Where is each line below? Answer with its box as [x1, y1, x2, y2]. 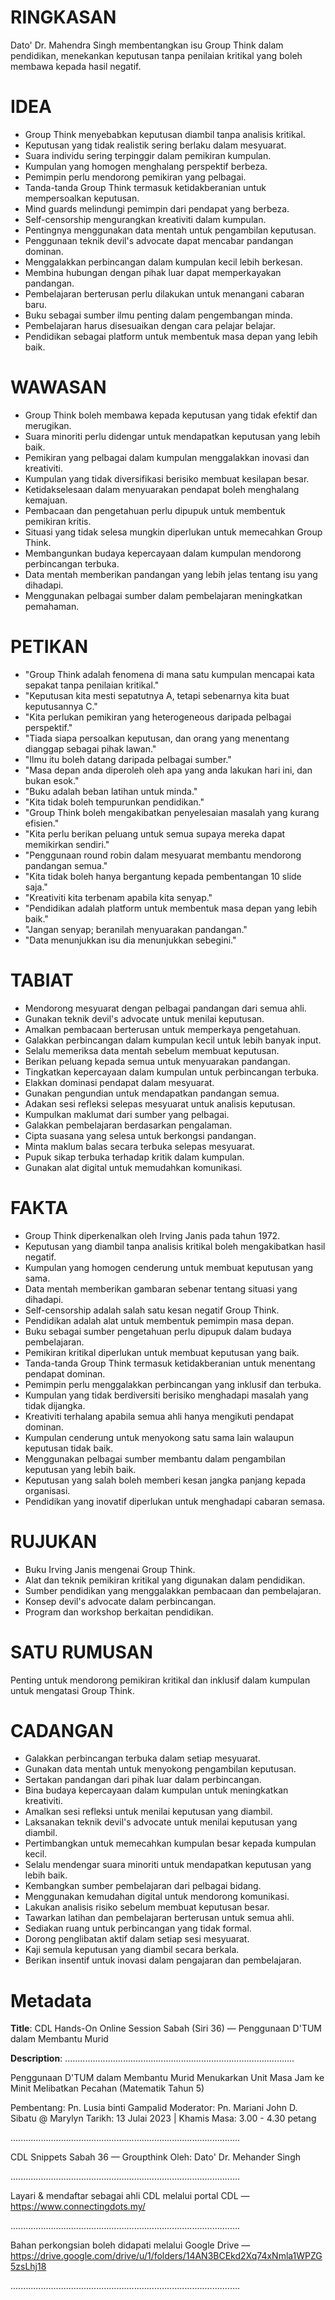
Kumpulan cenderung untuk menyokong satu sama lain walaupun [24, 1431, 295, 1443]
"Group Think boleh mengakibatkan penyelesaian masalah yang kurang [24, 806, 320, 818]
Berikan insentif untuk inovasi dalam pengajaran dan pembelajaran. [24, 1954, 302, 1966]
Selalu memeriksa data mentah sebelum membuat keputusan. [24, 1044, 280, 1056]
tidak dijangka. [24, 1399, 86, 1411]
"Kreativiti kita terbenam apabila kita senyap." [24, 891, 213, 903]
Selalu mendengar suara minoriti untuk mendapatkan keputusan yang [24, 1859, 312, 1871]
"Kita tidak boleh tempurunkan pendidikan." [24, 796, 205, 808]
